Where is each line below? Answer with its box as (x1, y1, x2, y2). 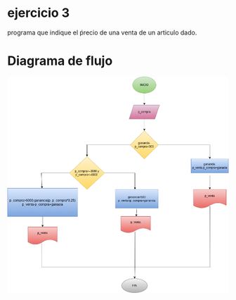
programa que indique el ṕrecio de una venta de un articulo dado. (7, 28, 197, 37)
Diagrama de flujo (7, 53, 113, 69)
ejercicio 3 (7, 5, 70, 21)
